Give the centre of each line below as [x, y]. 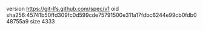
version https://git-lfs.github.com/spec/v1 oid [63, 9]
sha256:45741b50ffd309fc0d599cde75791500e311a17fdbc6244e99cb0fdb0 [101, 15]
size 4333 [42, 21]
